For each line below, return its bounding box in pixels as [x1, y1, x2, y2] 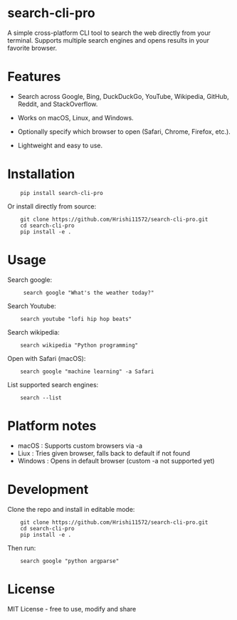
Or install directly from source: [7, 201, 97, 211]
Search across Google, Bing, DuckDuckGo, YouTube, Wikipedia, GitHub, [17, 92, 229, 100]
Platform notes [7, 418, 97, 434]
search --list [20, 394, 62, 401]
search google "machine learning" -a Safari [20, 368, 154, 375]
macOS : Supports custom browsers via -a [17, 441, 142, 450]
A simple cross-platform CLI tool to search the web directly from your [7, 28, 211, 37]
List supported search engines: [7, 380, 99, 389]
